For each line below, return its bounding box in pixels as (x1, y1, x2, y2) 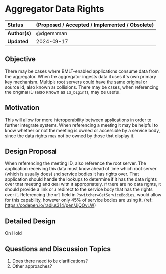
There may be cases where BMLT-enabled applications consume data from (5, 68, 159, 74)
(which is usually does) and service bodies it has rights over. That (5, 171, 139, 177)
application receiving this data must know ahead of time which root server (5, 166, 157, 172)
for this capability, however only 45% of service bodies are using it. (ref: (5, 197, 153, 203)
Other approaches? (12, 263, 52, 269)
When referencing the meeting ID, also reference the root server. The (5, 160, 146, 166)
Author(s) (7, 30, 31, 37)
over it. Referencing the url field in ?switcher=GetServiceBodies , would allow (5, 192, 162, 198)
